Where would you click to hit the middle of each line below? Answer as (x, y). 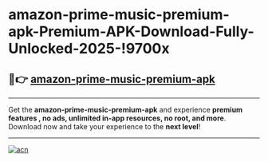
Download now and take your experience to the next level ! (104, 126)
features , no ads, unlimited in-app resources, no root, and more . (117, 118)
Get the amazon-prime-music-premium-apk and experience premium (126, 110)
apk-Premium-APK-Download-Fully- (132, 32)
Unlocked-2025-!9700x (89, 49)
